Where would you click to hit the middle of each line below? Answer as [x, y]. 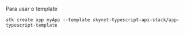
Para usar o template [32, 9]
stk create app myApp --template [48, 20]
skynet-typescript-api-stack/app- [136, 20]
